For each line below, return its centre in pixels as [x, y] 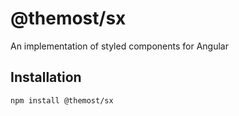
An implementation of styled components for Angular [119, 46]
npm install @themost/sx [62, 100]
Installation [46, 77]
